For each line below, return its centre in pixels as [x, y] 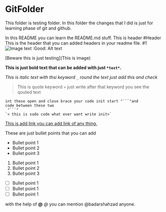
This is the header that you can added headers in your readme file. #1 [76, 43]
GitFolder [25, 9]
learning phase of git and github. [38, 28]
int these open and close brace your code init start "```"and [72, 101]
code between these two [30, 105]
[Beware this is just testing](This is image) [48, 58]
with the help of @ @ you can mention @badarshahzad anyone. [70, 204]
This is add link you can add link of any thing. [51, 123]
